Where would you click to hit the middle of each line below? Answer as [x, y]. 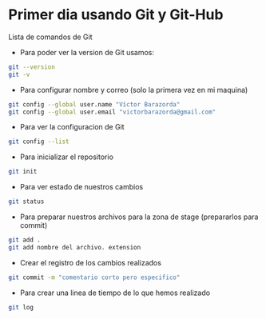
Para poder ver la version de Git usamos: [87, 52]
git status [26, 201]
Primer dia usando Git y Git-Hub [116, 15]
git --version [32, 67]
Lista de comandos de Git [50, 37]
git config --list [39, 142]
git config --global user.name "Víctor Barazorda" [94, 104]
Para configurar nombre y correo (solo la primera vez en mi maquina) [134, 90]
